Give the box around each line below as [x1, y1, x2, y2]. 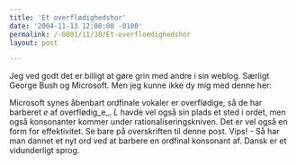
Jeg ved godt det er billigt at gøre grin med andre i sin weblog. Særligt [9, 71, 270, 82]
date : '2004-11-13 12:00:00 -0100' [9, 22, 143, 30]
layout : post [9, 38, 58, 47]
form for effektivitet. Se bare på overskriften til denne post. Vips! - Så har [9, 126, 280, 137]
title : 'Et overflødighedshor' [9, 13, 127, 22]
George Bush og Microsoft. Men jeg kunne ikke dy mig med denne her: [9, 80, 273, 91]
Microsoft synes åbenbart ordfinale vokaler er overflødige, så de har [9, 98, 263, 108]
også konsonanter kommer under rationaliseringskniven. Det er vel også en [9, 117, 288, 127]
